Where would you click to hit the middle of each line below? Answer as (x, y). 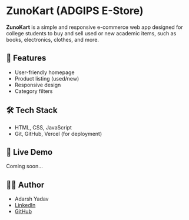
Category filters (34, 91)
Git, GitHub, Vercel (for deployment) (58, 134)
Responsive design (38, 85)
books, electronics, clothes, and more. (52, 39)
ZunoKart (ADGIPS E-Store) (75, 11)
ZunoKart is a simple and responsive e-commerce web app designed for (95, 27)
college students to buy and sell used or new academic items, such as (91, 33)
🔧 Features (26, 58)
